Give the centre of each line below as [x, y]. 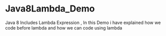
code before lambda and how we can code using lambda [64, 27]
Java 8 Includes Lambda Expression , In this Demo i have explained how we [83, 22]
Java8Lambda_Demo [50, 9]
